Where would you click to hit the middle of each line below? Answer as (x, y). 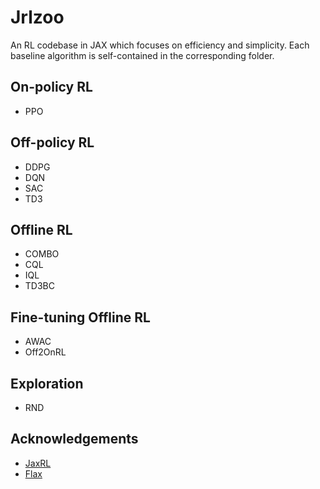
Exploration (47, 383)
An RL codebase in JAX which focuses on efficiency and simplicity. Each (160, 45)
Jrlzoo (37, 17)
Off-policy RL (52, 142)
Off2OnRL (45, 352)
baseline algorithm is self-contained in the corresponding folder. (142, 55)
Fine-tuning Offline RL (80, 317)
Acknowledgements (74, 439)
